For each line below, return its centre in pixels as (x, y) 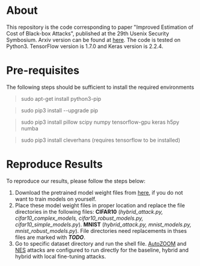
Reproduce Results (55, 164)
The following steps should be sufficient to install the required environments (100, 87)
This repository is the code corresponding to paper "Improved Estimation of (100, 27)
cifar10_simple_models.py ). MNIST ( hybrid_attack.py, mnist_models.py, (103, 224)
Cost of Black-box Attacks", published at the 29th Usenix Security (88, 33)
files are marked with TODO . (50, 237)
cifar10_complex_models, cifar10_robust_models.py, (79, 218)
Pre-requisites (43, 71)
